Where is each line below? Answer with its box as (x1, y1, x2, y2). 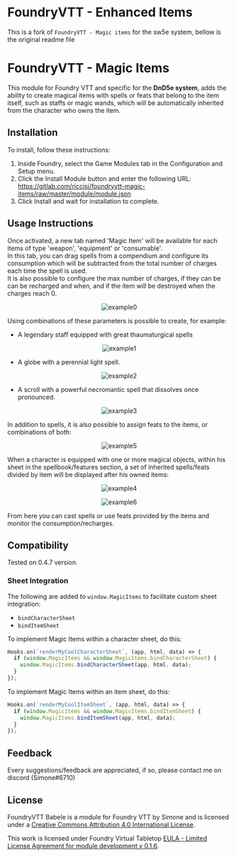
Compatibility (7, 539, 69, 551)
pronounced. (17, 393, 55, 401)
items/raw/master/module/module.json (17, 189, 131, 198)
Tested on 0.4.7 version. (7, 558, 78, 567)
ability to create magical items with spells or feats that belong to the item (7, 91, 220, 99)
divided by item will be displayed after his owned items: (7, 470, 169, 478)
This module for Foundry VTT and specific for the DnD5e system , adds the (7, 83, 227, 92)
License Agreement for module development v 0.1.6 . (7, 841, 159, 850)
